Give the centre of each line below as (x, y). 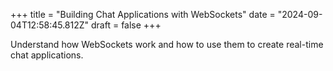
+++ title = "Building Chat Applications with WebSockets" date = (143, 14)
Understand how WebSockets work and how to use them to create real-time (167, 44)
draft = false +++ (126, 25)
